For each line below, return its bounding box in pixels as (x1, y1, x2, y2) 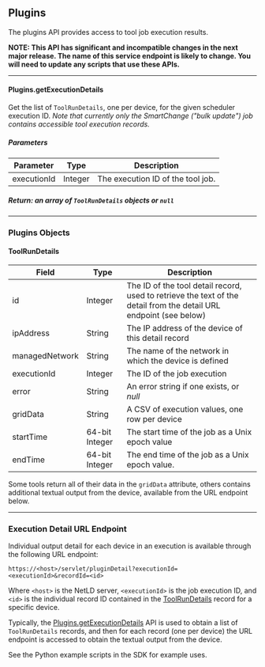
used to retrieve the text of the (126, 290, 239, 301)
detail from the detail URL (126, 300, 221, 311)
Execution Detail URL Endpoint (8, 524, 128, 534)
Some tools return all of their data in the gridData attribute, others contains (8, 479, 251, 489)
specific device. (8, 603, 60, 612)
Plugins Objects (8, 227, 70, 238)
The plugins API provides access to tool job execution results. (8, 27, 209, 36)
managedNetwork (12, 351, 79, 362)
